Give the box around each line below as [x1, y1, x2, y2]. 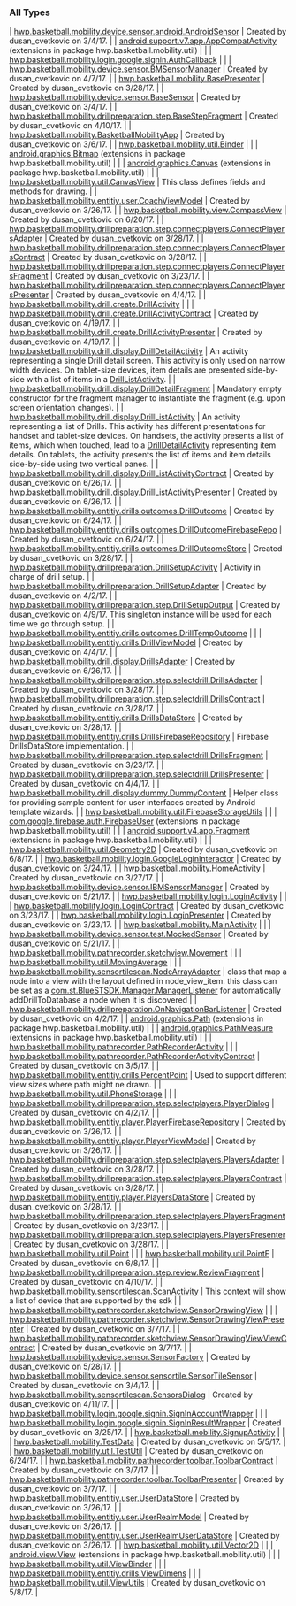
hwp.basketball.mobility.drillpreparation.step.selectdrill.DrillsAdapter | [9, 675, 263, 686]
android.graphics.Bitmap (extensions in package [9, 149, 186, 159]
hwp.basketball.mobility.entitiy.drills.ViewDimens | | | [9, 1568, 201, 1579]
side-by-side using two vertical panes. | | [9, 458, 159, 470]
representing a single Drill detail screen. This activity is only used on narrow [9, 356, 285, 366]
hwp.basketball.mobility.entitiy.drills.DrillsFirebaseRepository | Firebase [9, 732, 269, 742]
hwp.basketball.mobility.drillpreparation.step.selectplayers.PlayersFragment [9, 1210, 285, 1222]
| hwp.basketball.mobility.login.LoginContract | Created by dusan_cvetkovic [9, 901, 285, 911]
